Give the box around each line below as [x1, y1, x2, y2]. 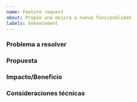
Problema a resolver [6, 40, 67, 49]
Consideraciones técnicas [6, 89, 85, 98]
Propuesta [6, 56, 38, 65]
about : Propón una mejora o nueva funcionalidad [6, 15, 132, 21]
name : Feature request [6, 8, 64, 15]
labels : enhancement [6, 20, 59, 26]
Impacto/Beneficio [6, 73, 62, 81]
